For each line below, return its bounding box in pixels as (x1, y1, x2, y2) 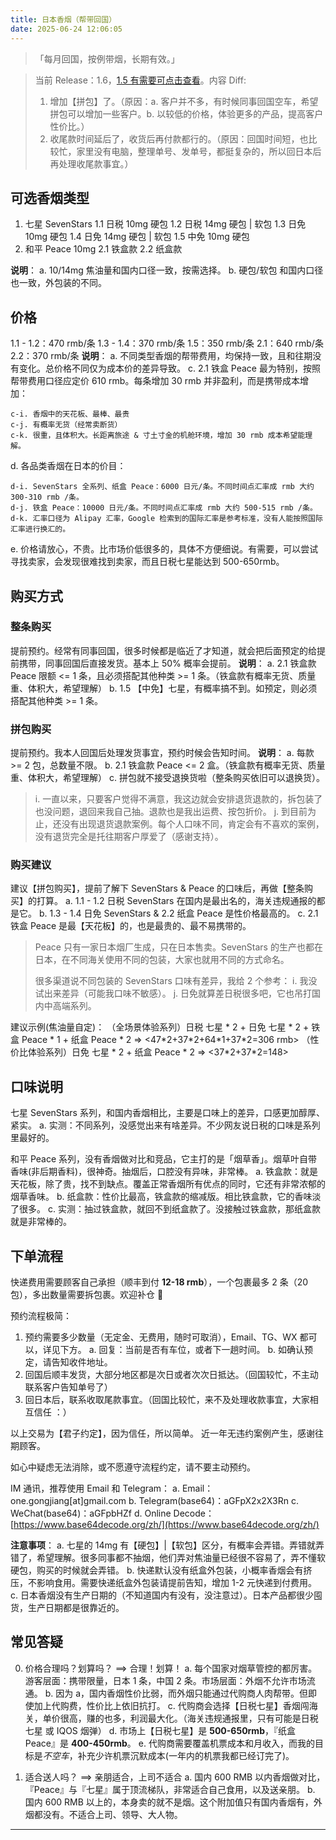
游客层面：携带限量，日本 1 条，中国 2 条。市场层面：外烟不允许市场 (24, 1674, 307, 1686)
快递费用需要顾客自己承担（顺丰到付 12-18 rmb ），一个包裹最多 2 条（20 (10, 1276, 309, 1288)
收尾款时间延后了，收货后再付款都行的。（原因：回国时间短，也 (49, 132, 309, 145)
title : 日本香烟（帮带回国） (10, 14, 117, 25)
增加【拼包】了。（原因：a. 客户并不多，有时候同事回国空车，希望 (49, 95, 319, 107)
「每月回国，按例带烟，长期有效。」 (34, 52, 180, 65)
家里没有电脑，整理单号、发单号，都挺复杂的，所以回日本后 (76, 145, 322, 157)
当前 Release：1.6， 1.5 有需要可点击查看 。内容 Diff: (34, 74, 247, 86)
